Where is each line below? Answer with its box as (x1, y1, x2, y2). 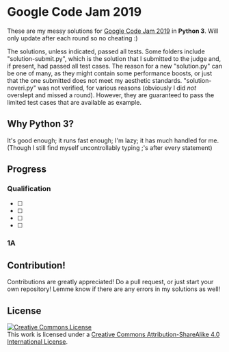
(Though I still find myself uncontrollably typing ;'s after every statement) (7, 143, 213, 151)
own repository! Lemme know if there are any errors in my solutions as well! (7, 285, 221, 293)
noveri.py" (7, 84, 36, 92)
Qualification (7, 184, 51, 194)
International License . (7, 337, 68, 346)
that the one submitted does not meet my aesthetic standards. (7, 76, 183, 84)
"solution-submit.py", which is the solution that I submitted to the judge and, (7, 54, 221, 62)
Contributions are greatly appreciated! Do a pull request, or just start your (7, 278, 214, 286)
